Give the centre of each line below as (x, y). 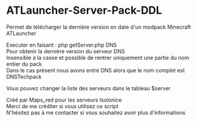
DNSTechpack (24, 77)
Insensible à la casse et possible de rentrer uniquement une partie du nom (98, 57)
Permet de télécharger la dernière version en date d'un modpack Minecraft (99, 27)
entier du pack (24, 64)
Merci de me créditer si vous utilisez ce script (62, 106)
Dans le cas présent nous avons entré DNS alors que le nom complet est (96, 70)
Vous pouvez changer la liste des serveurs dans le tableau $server (88, 88)
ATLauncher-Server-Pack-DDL (84, 10)
